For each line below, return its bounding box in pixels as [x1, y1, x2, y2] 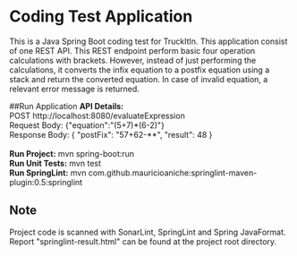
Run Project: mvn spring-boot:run [9, 148, 135, 158]
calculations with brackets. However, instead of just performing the [9, 55, 257, 65]
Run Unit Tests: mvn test [9, 158, 101, 168]
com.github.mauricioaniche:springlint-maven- [88, 167, 258, 178]
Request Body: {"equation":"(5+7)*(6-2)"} [9, 119, 165, 131]
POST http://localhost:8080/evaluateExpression [9, 110, 185, 121]
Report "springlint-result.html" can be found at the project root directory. [9, 235, 277, 247]
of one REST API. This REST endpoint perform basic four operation [9, 45, 256, 55]
